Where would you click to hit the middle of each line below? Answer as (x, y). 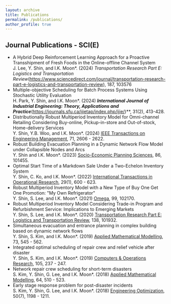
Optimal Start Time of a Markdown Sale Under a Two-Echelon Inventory (88, 166)
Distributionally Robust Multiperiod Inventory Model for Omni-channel (86, 117)
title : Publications (27, 15)
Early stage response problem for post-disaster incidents (72, 285)
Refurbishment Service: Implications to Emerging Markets (73, 209)
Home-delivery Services (38, 128)
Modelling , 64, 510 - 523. (39, 280)
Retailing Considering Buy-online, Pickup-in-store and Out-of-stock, (84, 123)
